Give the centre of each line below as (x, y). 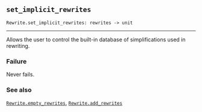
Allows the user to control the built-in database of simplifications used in (96, 40)
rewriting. (18, 46)
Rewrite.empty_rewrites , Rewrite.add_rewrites (64, 103)
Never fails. (20, 74)
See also (19, 90)
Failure (17, 61)
